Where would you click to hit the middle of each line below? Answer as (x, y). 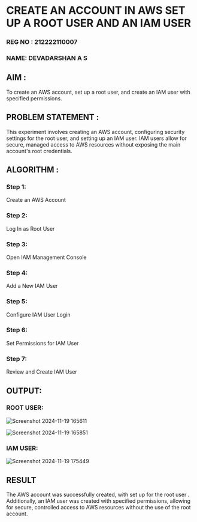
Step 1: (16, 187)
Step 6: (17, 330)
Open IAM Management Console (46, 257)
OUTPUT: (24, 391)
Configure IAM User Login (38, 314)
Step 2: (17, 216)
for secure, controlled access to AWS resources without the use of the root (99, 507)
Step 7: (16, 359)
